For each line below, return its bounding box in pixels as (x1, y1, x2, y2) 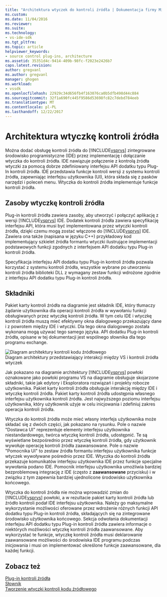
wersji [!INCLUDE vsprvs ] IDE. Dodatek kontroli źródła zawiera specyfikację (5, 217, 159, 223)
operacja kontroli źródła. (5, 406, 55, 412)
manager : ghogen (5, 77, 39, 82)
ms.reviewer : (5, 21, 32, 26)
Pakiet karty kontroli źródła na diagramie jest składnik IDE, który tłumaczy (5, 302, 156, 308)
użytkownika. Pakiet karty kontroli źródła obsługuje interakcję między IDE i (5, 385, 158, 392)
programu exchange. (5, 340, 48, 346)
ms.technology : (5, 30, 37, 35)
